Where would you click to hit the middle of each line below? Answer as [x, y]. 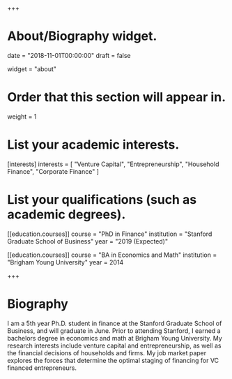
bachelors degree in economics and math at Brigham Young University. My [115, 338]
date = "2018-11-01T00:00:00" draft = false [69, 55]
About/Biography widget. [82, 36]
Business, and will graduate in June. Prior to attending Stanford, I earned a [114, 330]
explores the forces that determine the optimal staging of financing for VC [113, 360]
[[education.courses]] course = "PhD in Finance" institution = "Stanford [110, 234]
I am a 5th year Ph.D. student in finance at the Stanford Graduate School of [115, 323]
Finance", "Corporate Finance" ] [53, 171]
